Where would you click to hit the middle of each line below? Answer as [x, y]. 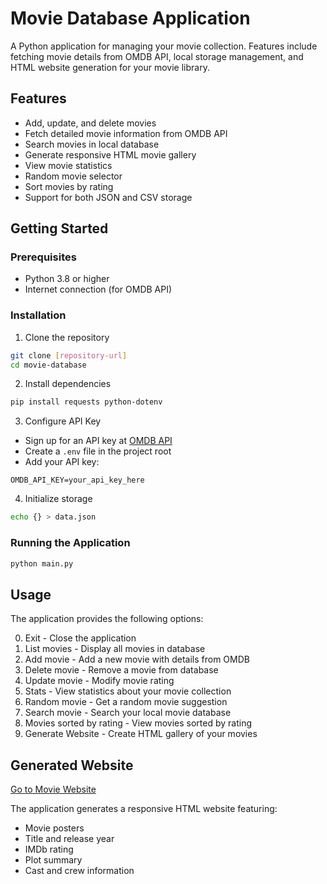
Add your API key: [62, 462]
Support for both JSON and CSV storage [108, 197]
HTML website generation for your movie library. [110, 67]
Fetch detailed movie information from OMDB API [126, 133]
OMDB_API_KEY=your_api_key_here [77, 480]
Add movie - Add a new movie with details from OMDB [137, 659]
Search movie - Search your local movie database [128, 713]
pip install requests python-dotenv [86, 402]
